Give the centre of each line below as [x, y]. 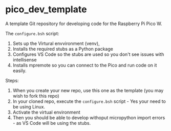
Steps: [12, 80]
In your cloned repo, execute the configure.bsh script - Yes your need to [89, 101]
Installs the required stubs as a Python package [63, 49]
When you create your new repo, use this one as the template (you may [88, 90]
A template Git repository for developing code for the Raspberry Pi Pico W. [84, 24]
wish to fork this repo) [36, 96]
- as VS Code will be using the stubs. [52, 123]
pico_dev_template [46, 9]
